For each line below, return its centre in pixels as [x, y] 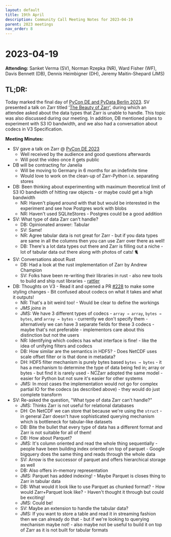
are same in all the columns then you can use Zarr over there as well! [92, 240]
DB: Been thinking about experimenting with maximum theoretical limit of [89, 186]
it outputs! [23, 297]
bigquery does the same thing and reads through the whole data [88, 454]
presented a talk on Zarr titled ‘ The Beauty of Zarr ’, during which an [76, 107]
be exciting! [32, 497]
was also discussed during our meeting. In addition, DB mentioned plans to [84, 118]
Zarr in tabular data [40, 481]
